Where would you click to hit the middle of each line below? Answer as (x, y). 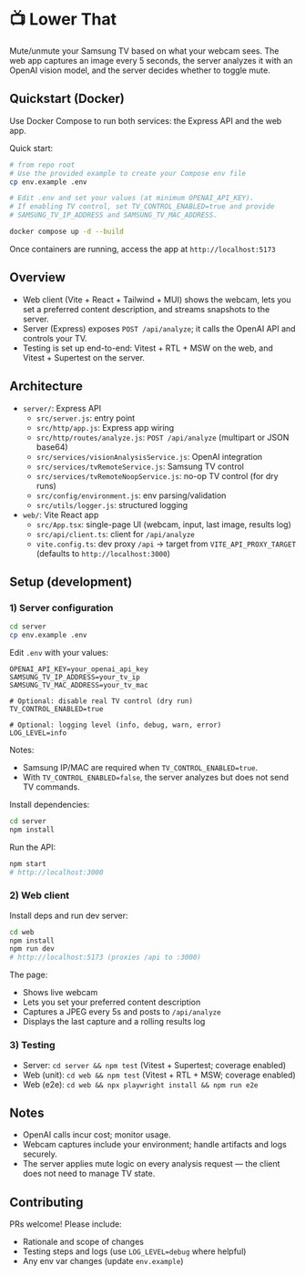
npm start (28, 863)
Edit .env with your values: (59, 652)
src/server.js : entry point (86, 418)
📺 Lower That (63, 20)
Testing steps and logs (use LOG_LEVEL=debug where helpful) (134, 1251)
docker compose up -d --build (67, 231)
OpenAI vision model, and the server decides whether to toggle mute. (140, 70)
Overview (38, 277)
